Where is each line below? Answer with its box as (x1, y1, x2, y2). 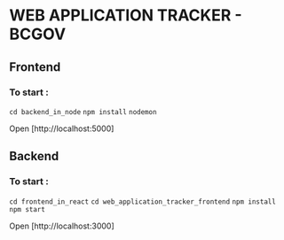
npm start (9, 205, 46, 213)
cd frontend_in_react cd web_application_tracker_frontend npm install (9, 197, 277, 206)
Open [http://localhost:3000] (9, 221, 114, 231)
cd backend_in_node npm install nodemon (9, 107, 157, 116)
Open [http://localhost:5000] (9, 123, 114, 134)
